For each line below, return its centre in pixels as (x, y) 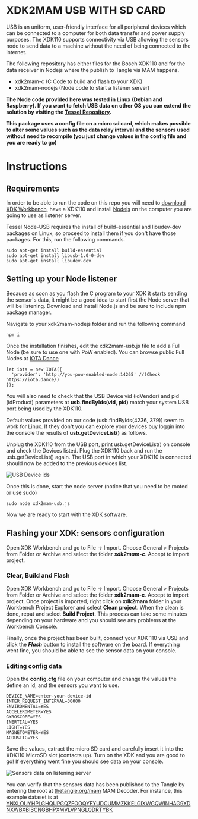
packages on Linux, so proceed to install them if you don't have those (91, 233)
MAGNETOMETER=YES (28, 733)
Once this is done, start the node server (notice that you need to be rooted (97, 486)
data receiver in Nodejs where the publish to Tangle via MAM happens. (93, 70)
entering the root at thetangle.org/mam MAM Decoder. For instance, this (94, 791)
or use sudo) (22, 492)
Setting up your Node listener (62, 279)
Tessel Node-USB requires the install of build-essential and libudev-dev (94, 227)
